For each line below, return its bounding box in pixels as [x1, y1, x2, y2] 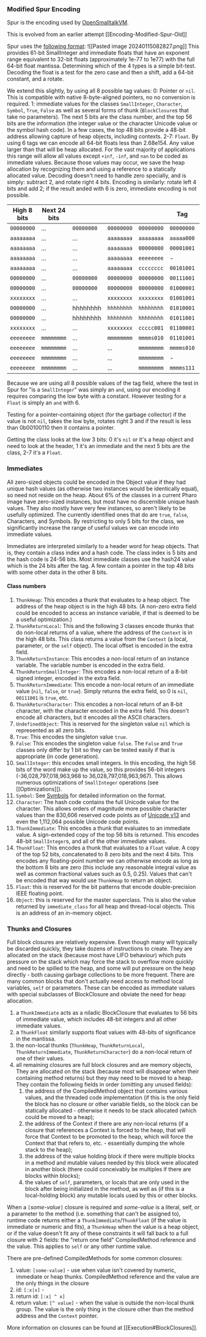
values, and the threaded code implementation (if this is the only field [24, 1094, 200, 1101]
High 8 [12, 206, 33, 215]
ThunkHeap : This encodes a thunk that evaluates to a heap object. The [15, 596, 190, 603]
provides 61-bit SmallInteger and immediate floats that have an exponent [7, 49, 190, 56]
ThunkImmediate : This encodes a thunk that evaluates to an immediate [15, 824, 191, 832]
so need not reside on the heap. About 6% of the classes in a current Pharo [7, 491, 197, 498]
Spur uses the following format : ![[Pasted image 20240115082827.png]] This [7, 42, 199, 50]
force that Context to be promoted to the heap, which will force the [24, 1133, 193, 1141]
